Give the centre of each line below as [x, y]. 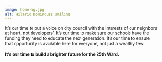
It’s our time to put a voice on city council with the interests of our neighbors [81, 28]
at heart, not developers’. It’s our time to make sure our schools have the [77, 33]
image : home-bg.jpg [25, 9]
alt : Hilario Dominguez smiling [38, 14]
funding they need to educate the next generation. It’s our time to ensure [78, 38]
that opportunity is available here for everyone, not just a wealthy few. [75, 43]
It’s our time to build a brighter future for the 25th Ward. [62, 54]
